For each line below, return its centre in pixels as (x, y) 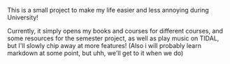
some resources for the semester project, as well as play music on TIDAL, (113, 38)
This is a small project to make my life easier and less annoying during (108, 10)
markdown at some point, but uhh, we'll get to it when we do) (95, 53)
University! (23, 17)
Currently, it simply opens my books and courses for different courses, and (115, 31)
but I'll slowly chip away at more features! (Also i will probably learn (104, 46)
